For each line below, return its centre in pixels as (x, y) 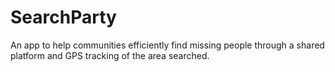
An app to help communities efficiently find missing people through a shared (167, 45)
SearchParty (63, 17)
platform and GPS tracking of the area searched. (110, 55)
